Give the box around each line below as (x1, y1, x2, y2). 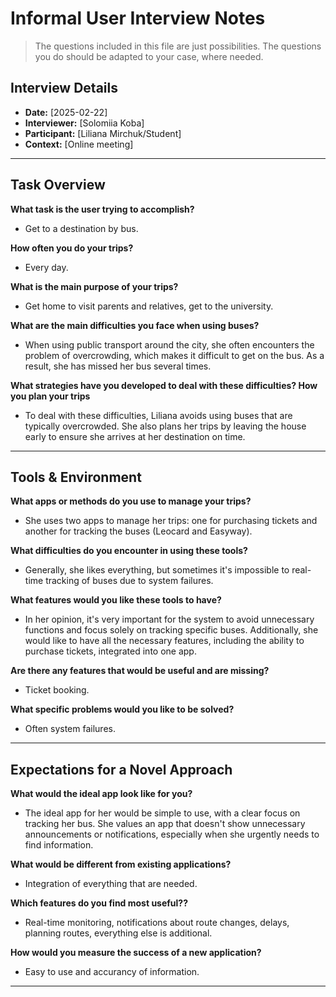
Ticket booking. (24, 684, 90, 696)
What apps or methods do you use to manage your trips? (10, 495, 252, 507)
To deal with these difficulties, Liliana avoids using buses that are (24, 409, 293, 421)
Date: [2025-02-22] (24, 106, 108, 118)
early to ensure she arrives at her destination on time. (24, 430, 246, 442)
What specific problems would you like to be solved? (10, 703, 235, 716)
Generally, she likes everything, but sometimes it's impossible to (24, 564, 290, 576)
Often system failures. (24, 723, 116, 735)
